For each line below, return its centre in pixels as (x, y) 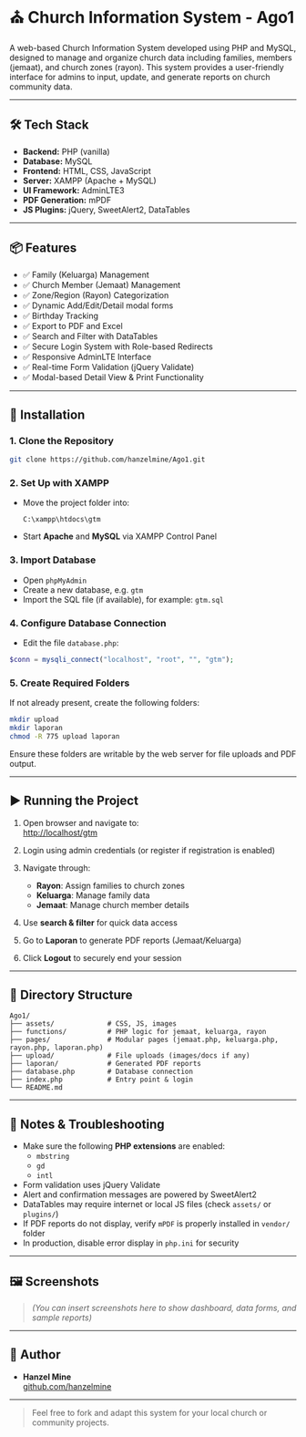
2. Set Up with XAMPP (59, 483)
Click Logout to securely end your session (102, 957)
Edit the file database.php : (71, 643)
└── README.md (36, 1088)
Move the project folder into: (76, 503)
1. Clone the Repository (61, 440)
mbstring (53, 1157)
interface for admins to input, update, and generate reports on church (140, 77)
